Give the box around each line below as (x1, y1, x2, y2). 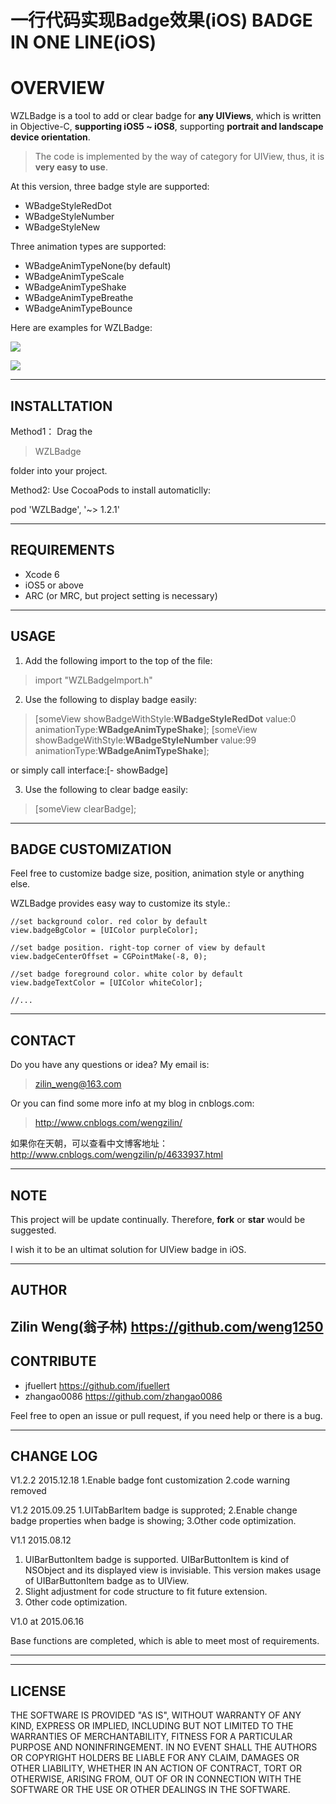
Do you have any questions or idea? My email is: (10, 1059, 210, 1071)
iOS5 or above (24, 579, 85, 591)
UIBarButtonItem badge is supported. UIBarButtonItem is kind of (24, 1554, 290, 1566)
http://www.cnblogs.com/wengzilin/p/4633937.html (10, 1149, 223, 1161)
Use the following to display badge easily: (24, 693, 198, 705)
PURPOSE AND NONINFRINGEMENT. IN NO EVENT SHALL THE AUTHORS (10, 1741, 318, 1753)
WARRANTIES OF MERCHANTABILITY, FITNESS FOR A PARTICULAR (10, 1731, 293, 1743)
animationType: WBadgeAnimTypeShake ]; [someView (34, 723, 258, 735)
